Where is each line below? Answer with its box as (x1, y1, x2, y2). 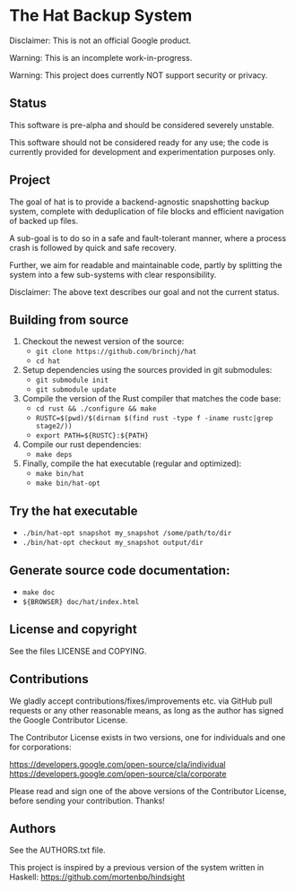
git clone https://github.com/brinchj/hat (35, 347, 197, 357)
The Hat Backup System (9, 5, 193, 26)
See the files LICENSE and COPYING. (9, 645, 147, 656)
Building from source (9, 312, 129, 327)
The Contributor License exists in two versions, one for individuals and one (9, 731, 286, 742)
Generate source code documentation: (9, 562, 230, 578)
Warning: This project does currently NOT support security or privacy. (9, 69, 268, 81)
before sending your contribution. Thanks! (9, 795, 166, 806)
